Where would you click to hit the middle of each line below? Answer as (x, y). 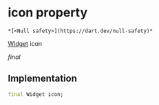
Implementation (43, 79)
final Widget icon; (36, 94)
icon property (48, 13)
